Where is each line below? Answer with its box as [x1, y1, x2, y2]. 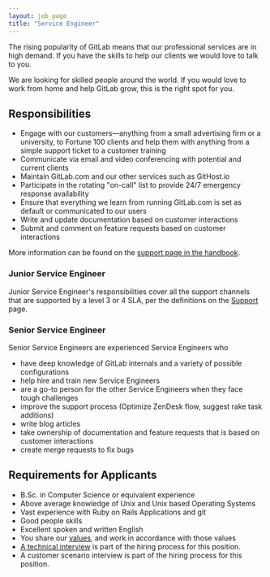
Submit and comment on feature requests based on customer [19, 223, 226, 233]
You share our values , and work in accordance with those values [19, 533, 237, 543]
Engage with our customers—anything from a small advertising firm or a [19, 128, 261, 138]
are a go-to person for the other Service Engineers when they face [19, 384, 243, 394]
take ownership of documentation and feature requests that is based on [19, 427, 260, 437]
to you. [8, 59, 32, 69]
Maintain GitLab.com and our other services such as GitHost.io [19, 171, 230, 181]
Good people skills [19, 515, 83, 525]
